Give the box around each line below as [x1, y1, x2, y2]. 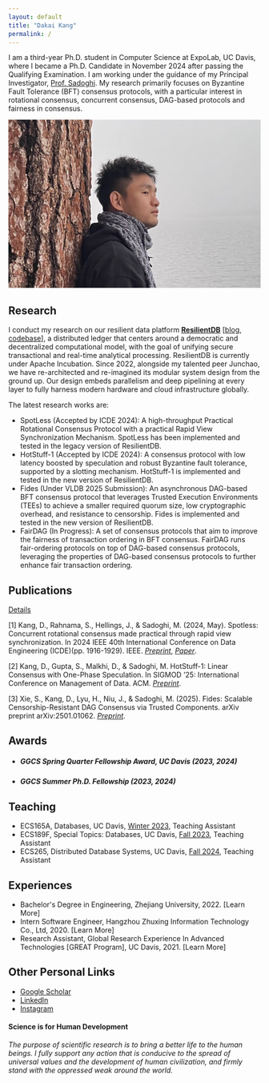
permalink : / [8, 30, 52, 38]
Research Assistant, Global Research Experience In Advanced [19, 933, 225, 943]
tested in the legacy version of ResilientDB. [19, 441, 162, 451]
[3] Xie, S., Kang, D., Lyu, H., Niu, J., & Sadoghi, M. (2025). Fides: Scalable [8, 694, 253, 703]
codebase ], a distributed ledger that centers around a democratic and [8, 333, 239, 344]
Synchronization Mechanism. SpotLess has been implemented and [19, 433, 240, 442]
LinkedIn [19, 995, 49, 1004]
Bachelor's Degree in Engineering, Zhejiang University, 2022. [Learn [19, 900, 246, 909]
